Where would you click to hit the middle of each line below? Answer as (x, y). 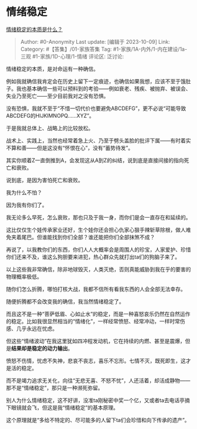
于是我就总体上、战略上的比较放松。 (50, 128)
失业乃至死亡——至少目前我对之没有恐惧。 (57, 96)
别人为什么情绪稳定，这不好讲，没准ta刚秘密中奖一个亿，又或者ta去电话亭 (96, 400)
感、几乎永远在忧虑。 (32, 328)
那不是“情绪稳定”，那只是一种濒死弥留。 (55, 387)
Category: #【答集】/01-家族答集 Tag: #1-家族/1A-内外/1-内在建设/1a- (104, 49)
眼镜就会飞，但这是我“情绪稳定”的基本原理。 (65, 407)
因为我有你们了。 (27, 205)
